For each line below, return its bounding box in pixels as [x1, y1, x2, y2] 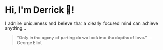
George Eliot [16, 39, 42, 45]
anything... [5, 25, 27, 31]
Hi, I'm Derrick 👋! [5, 4, 74, 15]
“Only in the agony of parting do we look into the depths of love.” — [16, 35, 152, 40]
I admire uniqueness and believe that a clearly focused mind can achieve [5, 20, 158, 26]
